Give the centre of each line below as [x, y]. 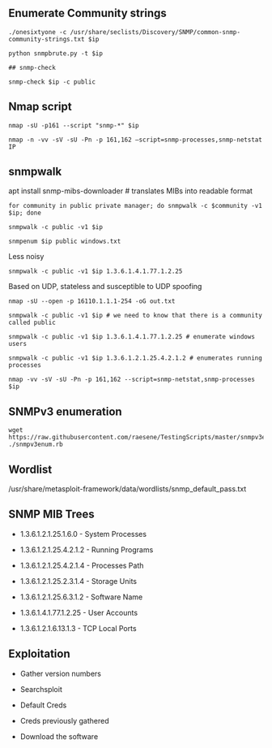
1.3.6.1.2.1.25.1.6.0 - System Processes [83, 534]
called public [32, 323]
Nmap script [40, 107]
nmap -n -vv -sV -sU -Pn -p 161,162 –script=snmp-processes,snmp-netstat [136, 140]
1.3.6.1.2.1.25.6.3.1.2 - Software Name [81, 597]
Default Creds [43, 705]
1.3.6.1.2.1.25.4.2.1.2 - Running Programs [87, 549]
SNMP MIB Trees [51, 515]
